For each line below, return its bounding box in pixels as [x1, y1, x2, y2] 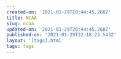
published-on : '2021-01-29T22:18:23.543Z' [6, 32, 117, 38]
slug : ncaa [6, 20, 34, 26]
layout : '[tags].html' [6, 37, 64, 44]
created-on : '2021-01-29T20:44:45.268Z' [6, 9, 112, 15]
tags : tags [6, 44, 34, 50]
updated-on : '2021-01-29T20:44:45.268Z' [6, 26, 112, 33]
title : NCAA [6, 15, 37, 21]
